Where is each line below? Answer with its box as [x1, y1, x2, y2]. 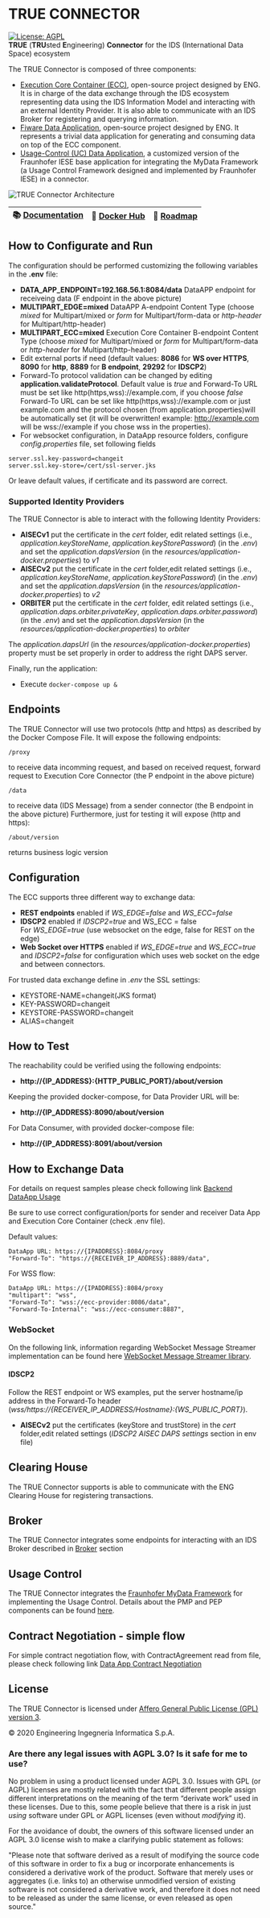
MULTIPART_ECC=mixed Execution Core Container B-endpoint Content [19, 327, 259, 337]
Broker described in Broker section [8, 1544, 124, 1554]
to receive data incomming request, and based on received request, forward [8, 762, 261, 772]
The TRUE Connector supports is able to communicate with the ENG [8, 1482, 235, 1492]
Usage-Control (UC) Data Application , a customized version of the [19, 148, 239, 158]
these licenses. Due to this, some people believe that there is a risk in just [8, 1802, 252, 1812]
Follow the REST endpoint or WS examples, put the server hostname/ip [8, 1387, 243, 1397]
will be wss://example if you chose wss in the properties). [19, 421, 211, 431]
